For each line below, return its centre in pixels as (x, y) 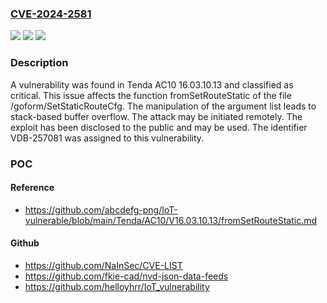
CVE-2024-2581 (51, 14)
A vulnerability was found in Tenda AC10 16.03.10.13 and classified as (152, 84)
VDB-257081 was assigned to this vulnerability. (107, 138)
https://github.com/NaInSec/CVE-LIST (103, 265)
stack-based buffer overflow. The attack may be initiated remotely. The (156, 116)
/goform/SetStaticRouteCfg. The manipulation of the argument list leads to (163, 106)
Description (39, 63)
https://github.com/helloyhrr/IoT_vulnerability (117, 286)
